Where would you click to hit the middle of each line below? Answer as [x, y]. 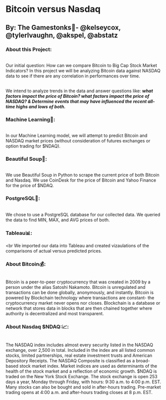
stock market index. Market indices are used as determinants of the [88, 366]
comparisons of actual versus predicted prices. [54, 251]
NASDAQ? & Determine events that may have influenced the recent [76, 101]
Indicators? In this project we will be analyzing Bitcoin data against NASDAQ [83, 70]
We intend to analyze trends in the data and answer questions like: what [79, 91]
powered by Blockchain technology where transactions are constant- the [80, 298]
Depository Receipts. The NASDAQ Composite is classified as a [70, 360]
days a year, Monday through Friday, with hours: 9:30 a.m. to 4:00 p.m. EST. [83, 382]
